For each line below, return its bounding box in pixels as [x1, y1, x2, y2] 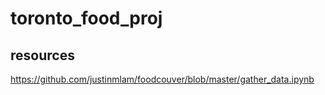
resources [10, 47, 75, 64]
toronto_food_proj [10, 7, 163, 30]
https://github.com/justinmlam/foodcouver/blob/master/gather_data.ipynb [10, 73, 315, 85]
